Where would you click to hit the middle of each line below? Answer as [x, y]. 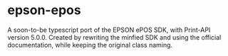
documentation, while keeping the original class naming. [90, 45]
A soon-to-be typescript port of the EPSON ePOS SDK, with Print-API [109, 30]
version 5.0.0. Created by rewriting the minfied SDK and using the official [114, 37]
